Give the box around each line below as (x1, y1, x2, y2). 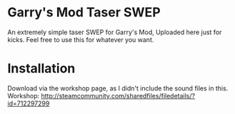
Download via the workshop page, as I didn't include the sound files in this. (7, 83, 229, 93)
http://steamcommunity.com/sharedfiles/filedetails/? (41, 91, 195, 100)
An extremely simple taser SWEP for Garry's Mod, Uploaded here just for (7, 28, 222, 36)
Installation (7, 61, 76, 77)
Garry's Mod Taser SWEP (7, 4, 161, 21)
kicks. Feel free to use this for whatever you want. (7, 35, 154, 43)
